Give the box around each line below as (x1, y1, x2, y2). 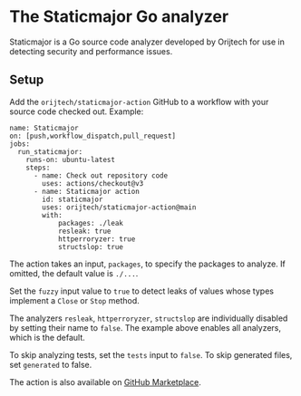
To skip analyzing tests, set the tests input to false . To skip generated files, (9, 349, 293, 360)
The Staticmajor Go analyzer (9, 6, 229, 27)
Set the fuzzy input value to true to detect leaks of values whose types (9, 285, 275, 296)
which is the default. (9, 332, 86, 343)
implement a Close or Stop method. (9, 295, 141, 305)
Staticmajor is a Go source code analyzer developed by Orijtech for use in (9, 36, 286, 47)
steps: (25, 163, 51, 172)
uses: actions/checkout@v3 (42, 179, 144, 188)
